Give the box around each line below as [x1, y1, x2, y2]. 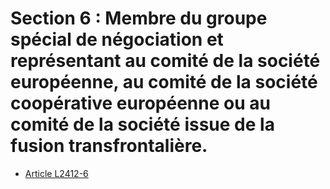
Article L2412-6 [24, 167, 89, 179]
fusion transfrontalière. [10, 135, 208, 157]
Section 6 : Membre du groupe [10, 7, 268, 30]
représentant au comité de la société [10, 50, 321, 72]
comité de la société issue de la [10, 113, 275, 136]
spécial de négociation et [10, 28, 224, 51]
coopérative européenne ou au [10, 92, 271, 115]
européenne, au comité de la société [10, 71, 318, 94]
